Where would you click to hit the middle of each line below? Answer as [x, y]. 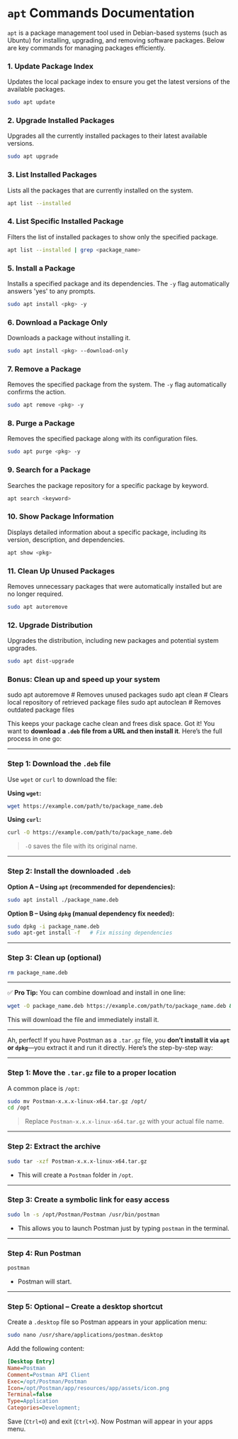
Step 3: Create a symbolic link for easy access [89, 1200]
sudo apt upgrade [33, 157]
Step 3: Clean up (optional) [55, 958]
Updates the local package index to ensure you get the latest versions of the [119, 82]
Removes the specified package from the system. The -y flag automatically [117, 384]
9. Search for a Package [49, 470]
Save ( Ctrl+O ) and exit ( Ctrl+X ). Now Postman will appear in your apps [110, 1421]
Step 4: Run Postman [44, 1253]
